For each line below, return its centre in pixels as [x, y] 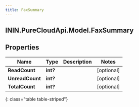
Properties [22, 48]
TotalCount [21, 86]
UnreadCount [25, 78]
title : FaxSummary [25, 10]
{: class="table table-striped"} [37, 99]
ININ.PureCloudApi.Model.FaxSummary [69, 31]
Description [77, 62]
